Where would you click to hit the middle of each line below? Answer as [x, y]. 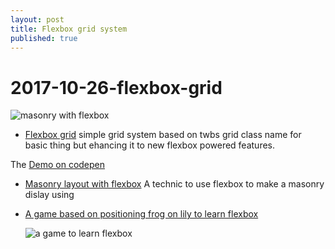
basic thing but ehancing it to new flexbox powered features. [150, 145]
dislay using [49, 195]
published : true [44, 38]
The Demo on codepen [58, 165]
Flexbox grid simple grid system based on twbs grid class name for [163, 135]
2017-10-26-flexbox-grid [116, 87]
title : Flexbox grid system [69, 29]
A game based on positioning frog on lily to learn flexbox [141, 214]
